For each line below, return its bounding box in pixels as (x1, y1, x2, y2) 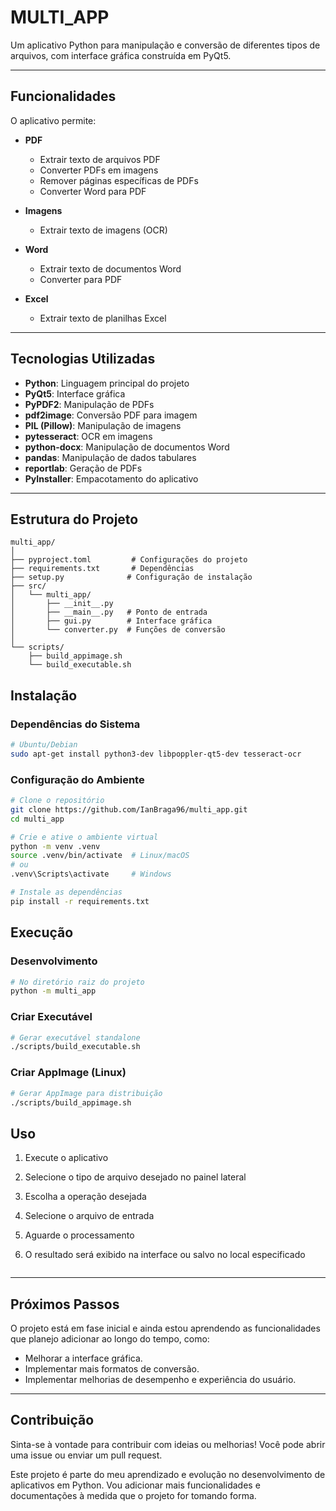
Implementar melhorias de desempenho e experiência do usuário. (24, 1374, 297, 1386)
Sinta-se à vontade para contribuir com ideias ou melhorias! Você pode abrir (10, 1438, 326, 1450)
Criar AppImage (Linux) (10, 1066, 127, 1080)
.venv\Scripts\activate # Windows (10, 869, 172, 880)
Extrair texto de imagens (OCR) (39, 224, 168, 236)
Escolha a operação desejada (24, 1191, 147, 1203)
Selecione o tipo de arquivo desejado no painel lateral (24, 1171, 247, 1183)
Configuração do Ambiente (10, 772, 145, 786)
